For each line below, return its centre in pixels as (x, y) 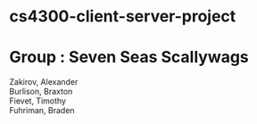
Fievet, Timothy (38, 101)
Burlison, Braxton (41, 92)
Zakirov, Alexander (44, 82)
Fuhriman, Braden (42, 111)
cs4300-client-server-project (123, 17)
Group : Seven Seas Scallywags (129, 58)
